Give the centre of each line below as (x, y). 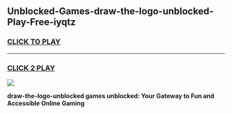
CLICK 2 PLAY (31, 68)
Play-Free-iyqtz (41, 22)
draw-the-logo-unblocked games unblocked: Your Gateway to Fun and (111, 95)
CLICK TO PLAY (34, 42)
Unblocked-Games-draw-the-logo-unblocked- (110, 11)
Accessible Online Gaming (46, 103)
